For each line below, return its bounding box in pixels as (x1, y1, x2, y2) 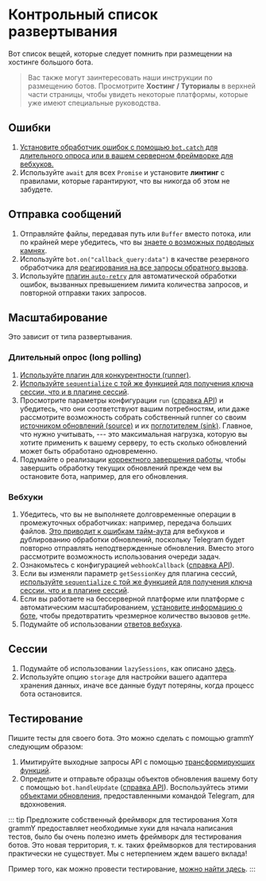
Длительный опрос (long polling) (8, 352, 142, 363)
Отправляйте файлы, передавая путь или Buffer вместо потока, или (19, 228, 252, 238)
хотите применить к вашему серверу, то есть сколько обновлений (19, 438, 248, 447)
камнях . (19, 245, 48, 255)
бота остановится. (19, 688, 83, 698)
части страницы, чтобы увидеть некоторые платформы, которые (27, 89, 249, 99)
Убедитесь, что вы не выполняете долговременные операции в (19, 509, 237, 519)
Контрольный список (8, 6, 159, 24)
